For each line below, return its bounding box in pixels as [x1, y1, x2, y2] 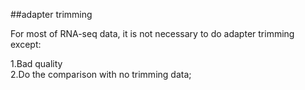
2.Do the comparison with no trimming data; [10, 69, 192, 80]
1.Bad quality [10, 58, 63, 69]
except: [10, 39, 42, 50]
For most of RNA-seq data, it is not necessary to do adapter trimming [10, 28, 295, 39]
